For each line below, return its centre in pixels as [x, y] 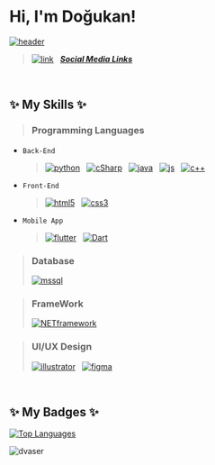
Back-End [39, 150]
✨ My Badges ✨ [54, 412]
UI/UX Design [62, 347]
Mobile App [43, 221]
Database [53, 260]
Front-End [41, 186]
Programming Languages [88, 131]
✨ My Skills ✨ [48, 105]
